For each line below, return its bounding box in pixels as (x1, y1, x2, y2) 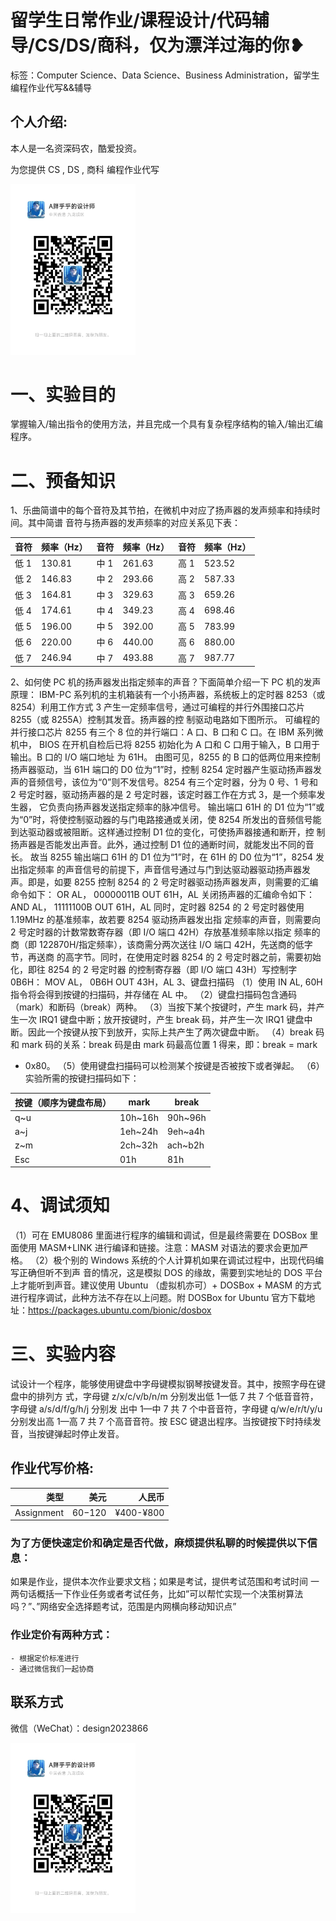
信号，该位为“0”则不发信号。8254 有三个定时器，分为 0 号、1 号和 (44, 776, 318, 788)
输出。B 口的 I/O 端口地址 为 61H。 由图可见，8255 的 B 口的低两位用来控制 (10, 751, 321, 763)
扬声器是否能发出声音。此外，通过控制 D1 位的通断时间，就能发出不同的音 (10, 839, 315, 851)
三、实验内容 (10, 1343, 117, 1366)
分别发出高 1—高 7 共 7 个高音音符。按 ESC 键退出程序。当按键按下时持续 (10, 1416, 313, 1428)
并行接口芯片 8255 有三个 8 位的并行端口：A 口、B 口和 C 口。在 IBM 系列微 (10, 726, 324, 738)
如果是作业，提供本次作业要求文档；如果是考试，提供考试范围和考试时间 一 (10, 1576, 320, 1588)
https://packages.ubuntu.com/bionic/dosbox (28, 1304, 212, 1316)
